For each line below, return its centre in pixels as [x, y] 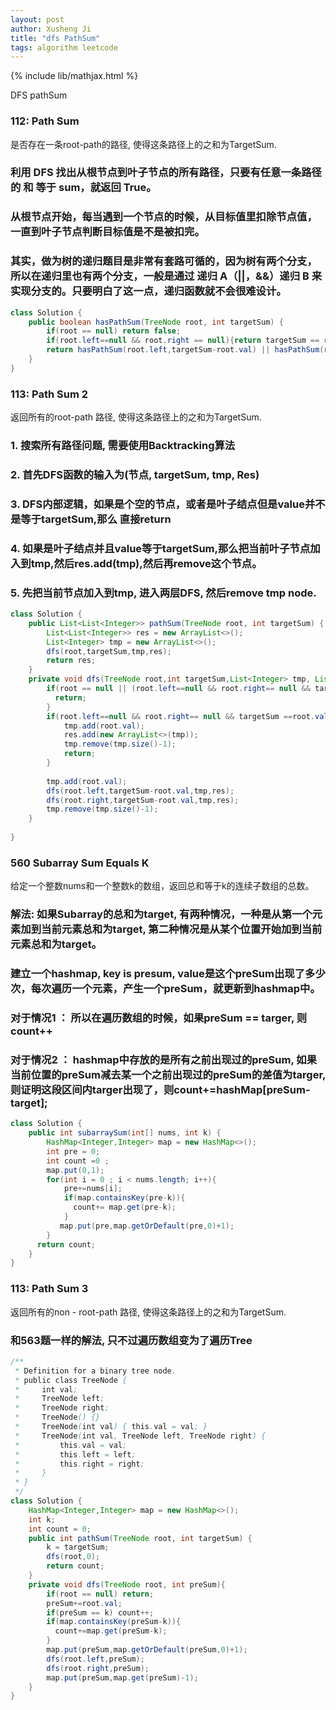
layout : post [37, 19]
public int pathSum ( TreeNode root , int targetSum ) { [140, 1538]
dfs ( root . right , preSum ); [98, 1668]
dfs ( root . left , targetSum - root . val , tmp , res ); [140, 791]
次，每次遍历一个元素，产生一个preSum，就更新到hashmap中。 [165, 989]
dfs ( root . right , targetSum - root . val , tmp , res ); [143, 800]
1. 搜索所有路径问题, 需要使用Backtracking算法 [123, 446]
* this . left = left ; [75, 1454]
